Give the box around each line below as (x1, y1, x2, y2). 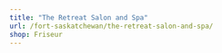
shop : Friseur (9, 30, 64, 39)
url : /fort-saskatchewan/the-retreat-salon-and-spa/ (9, 22, 214, 31)
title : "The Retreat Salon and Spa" (9, 13, 148, 22)
